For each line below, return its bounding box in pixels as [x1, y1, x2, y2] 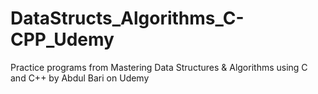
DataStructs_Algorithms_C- [10, 7, 245, 30]
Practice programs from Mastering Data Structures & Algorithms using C [10, 61, 308, 73]
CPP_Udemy [10, 28, 115, 51]
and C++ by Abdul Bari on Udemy [10, 72, 150, 84]
